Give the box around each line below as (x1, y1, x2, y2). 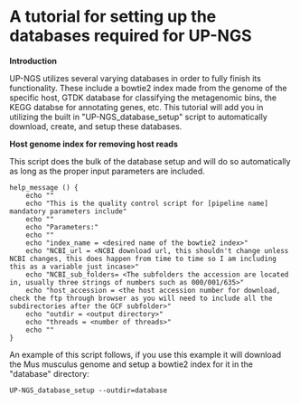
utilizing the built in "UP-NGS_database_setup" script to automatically (9, 111, 268, 122)
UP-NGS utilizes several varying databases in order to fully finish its (9, 72, 262, 83)
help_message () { (9, 183, 79, 192)
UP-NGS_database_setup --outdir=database (9, 386, 168, 395)
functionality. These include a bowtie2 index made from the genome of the (9, 82, 287, 93)
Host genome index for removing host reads (9, 138, 179, 149)
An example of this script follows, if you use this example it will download (9, 349, 282, 360)
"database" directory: (9, 368, 90, 379)
